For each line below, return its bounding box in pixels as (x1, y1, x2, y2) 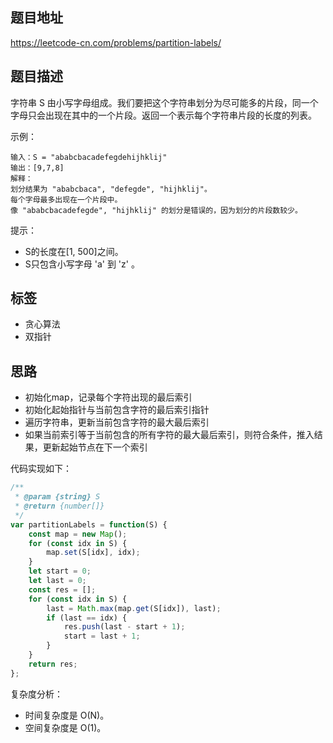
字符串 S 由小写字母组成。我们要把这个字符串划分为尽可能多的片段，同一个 (10, 96, 319, 108)
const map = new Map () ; (28, 529, 128, 539)
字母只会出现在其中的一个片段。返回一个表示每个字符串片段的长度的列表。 (10, 109, 317, 121)
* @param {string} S (14, 492, 101, 502)
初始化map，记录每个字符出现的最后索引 (24, 391, 193, 403)
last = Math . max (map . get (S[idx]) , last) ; (46, 603, 222, 613)
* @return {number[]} (14, 501, 105, 511)
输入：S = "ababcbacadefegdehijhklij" (10, 152, 168, 162)
